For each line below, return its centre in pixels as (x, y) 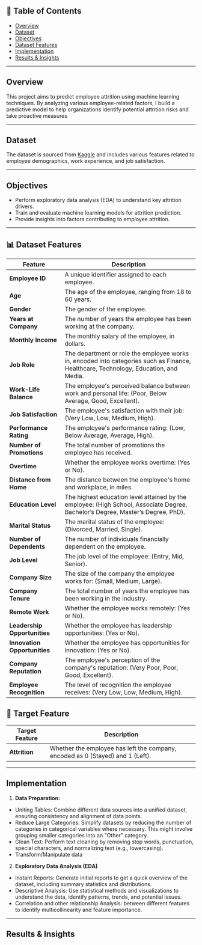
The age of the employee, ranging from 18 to (128, 292)
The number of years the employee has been (128, 319)
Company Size (31, 578)
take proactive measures (37, 115)
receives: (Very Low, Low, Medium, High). (124, 693)
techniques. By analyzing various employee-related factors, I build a (91, 103)
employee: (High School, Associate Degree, (126, 504)
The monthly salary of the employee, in (120, 336)
